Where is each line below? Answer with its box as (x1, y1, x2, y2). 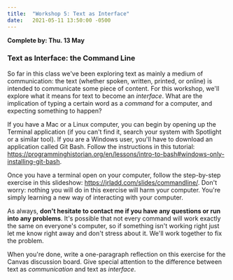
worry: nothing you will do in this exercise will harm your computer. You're (7, 185, 221, 194)
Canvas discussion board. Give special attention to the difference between (7, 257, 223, 266)
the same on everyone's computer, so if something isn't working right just (7, 221, 220, 230)
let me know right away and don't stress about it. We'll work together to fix (7, 229, 223, 237)
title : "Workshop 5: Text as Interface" (7, 10, 130, 17)
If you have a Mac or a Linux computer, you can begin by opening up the (7, 120, 217, 128)
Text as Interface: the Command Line (7, 53, 136, 63)
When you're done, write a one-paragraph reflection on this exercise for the (7, 250, 226, 258)
